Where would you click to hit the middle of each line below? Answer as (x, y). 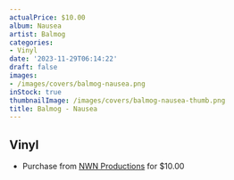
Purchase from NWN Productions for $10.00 (103, 167)
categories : (31, 42)
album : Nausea (36, 26)
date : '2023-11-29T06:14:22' (63, 59)
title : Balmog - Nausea (54, 109)
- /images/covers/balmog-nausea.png (77, 84)
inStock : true (36, 92)
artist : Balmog (38, 34)
